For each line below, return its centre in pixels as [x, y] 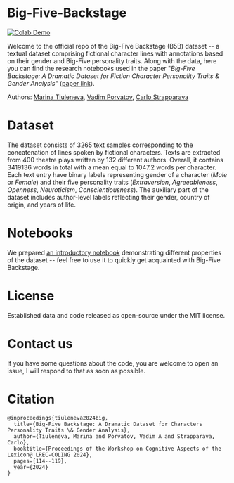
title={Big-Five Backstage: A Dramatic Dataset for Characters [108, 424]
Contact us [40, 343]
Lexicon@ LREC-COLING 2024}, [50, 455]
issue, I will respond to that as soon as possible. [77, 371]
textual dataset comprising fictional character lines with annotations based [115, 53]
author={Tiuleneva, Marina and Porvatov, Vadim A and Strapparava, [115, 436]
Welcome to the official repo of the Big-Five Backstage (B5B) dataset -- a [113, 46]
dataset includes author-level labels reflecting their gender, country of [109, 197]
